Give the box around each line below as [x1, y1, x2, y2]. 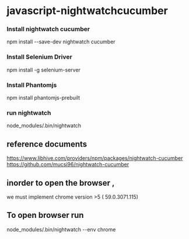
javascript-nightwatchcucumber [6, 4, 168, 18]
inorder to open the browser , [6, 177, 115, 188]
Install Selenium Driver [6, 53, 72, 61]
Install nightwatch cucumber [6, 25, 90, 33]
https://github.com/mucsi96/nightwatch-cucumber [6, 161, 129, 168]
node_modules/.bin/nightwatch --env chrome [6, 226, 116, 233]
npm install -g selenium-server [6, 66, 81, 73]
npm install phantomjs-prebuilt [6, 94, 80, 101]
